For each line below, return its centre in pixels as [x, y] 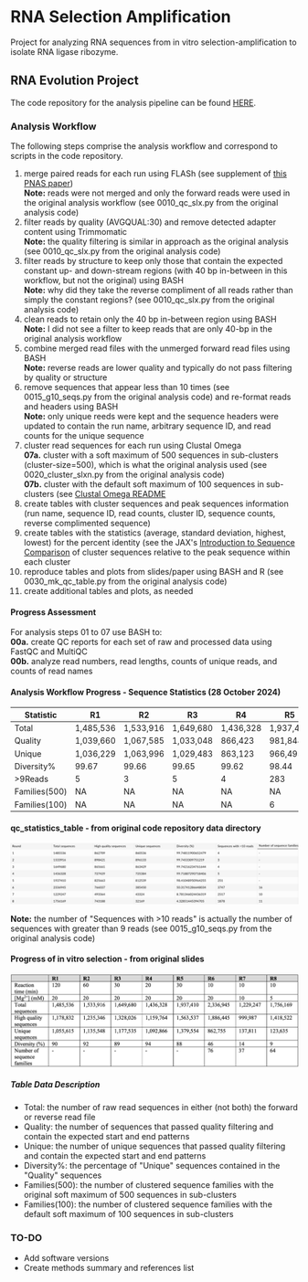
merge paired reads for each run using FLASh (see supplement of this [155, 174]
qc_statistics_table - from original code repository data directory [136, 828]
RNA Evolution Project [75, 81]
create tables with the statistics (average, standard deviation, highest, [155, 533]
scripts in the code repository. [67, 156]
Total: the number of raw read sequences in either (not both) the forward [160, 1107]
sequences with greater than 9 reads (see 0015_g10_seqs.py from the [141, 928]
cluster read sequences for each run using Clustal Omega [132, 446]
